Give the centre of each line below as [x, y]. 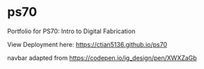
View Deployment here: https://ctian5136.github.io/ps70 [87, 44]
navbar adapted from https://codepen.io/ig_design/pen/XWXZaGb [102, 58]
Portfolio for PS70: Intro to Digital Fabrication [71, 31]
